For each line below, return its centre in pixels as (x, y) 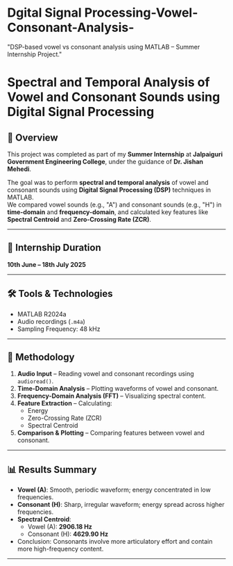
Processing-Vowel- (141, 13)
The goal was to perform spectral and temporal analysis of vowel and (108, 182)
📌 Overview (33, 137)
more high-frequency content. (60, 549)
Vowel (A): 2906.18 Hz (60, 527)
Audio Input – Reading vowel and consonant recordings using (105, 374)
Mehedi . (19, 169)
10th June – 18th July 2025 (47, 264)
